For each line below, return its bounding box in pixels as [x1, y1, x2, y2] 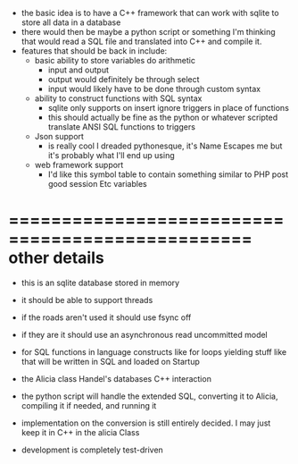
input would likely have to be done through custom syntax [47, 84, 261, 94]
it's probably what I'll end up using [47, 150, 175, 160]
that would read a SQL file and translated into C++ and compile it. [21, 36, 262, 46]
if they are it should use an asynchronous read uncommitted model [21, 329, 269, 340]
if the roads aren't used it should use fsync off [21, 312, 192, 323]
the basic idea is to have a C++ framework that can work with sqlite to [21, 8, 279, 18]
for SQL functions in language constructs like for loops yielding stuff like [21, 346, 287, 357]
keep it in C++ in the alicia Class [21, 426, 140, 437]
